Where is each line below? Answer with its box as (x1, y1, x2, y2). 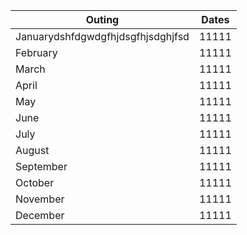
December (15, 209, 65, 222)
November (15, 192, 65, 206)
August (15, 144, 50, 157)
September (15, 160, 68, 173)
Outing (85, 13, 120, 26)
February (15, 46, 58, 59)
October (15, 176, 55, 189)
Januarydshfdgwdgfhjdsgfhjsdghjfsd (15, 30, 190, 43)
